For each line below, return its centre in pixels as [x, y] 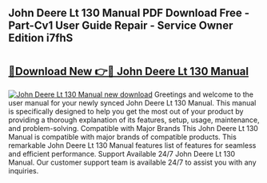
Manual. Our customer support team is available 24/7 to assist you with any [132, 162]
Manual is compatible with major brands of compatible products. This [123, 137]
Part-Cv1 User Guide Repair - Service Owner [121, 26]
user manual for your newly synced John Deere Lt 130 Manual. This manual [132, 103]
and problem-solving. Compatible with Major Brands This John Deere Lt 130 [133, 128]
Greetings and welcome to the [204, 94]
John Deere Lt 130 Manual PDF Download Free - [129, 13]
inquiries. [24, 171]
